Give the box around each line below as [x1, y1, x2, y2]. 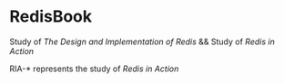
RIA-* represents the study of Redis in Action [9, 63, 179, 74]
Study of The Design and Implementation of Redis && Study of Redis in [9, 36, 275, 47]
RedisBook [9, 6, 93, 27]
